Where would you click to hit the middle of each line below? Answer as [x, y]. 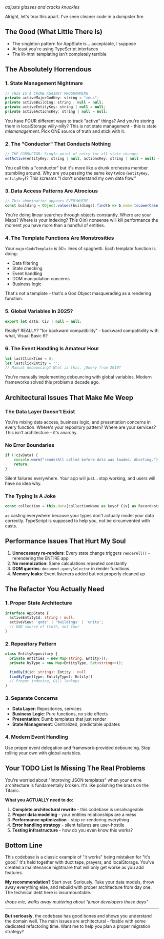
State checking [27, 269]
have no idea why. [23, 483]
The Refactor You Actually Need [55, 589]
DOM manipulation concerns [41, 279]
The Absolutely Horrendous [48, 70]
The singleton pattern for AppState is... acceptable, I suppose [74, 43]
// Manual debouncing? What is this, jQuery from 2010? [63, 368]
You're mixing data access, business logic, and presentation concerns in [78, 422]
